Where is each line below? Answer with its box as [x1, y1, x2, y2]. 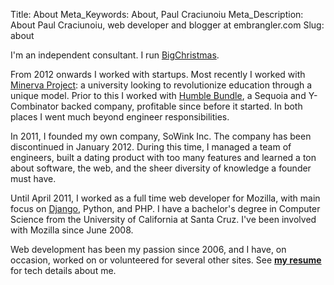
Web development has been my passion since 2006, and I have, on [10, 244, 287, 255]
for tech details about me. [10, 265, 117, 276]
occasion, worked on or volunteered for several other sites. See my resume [10, 254, 322, 266]
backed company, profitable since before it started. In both [61, 100, 303, 112]
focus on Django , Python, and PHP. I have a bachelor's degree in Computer [10, 203, 321, 214]
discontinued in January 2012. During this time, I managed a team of [10, 141, 292, 153]
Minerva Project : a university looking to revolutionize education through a [10, 79, 313, 91]
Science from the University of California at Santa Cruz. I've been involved [10, 214, 317, 225]
